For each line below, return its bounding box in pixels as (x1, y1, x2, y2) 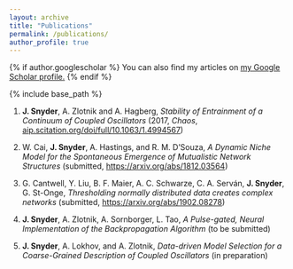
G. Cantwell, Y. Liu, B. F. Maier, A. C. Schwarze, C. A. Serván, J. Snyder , (21, 178, 285, 189)
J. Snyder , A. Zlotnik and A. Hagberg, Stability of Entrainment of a (21, 106, 264, 116)
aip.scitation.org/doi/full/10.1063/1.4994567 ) (21, 125, 184, 136)
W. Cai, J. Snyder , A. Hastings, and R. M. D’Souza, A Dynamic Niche (21, 142, 272, 153)
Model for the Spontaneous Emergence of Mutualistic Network (21, 152, 251, 162)
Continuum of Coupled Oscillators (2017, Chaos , (21, 115, 198, 126)
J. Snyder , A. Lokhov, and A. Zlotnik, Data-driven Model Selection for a (21, 241, 282, 251)
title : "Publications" (9, 21, 93, 30)
